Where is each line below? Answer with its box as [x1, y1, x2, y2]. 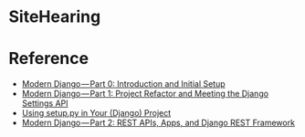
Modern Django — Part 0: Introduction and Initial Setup [21, 79, 226, 90]
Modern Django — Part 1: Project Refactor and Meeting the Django [21, 89, 269, 100]
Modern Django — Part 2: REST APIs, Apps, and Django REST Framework [21, 117, 296, 129]
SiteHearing [8, 6, 101, 27]
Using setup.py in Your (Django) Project [21, 108, 172, 119]
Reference [8, 48, 89, 69]
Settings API [21, 98, 69, 109]
